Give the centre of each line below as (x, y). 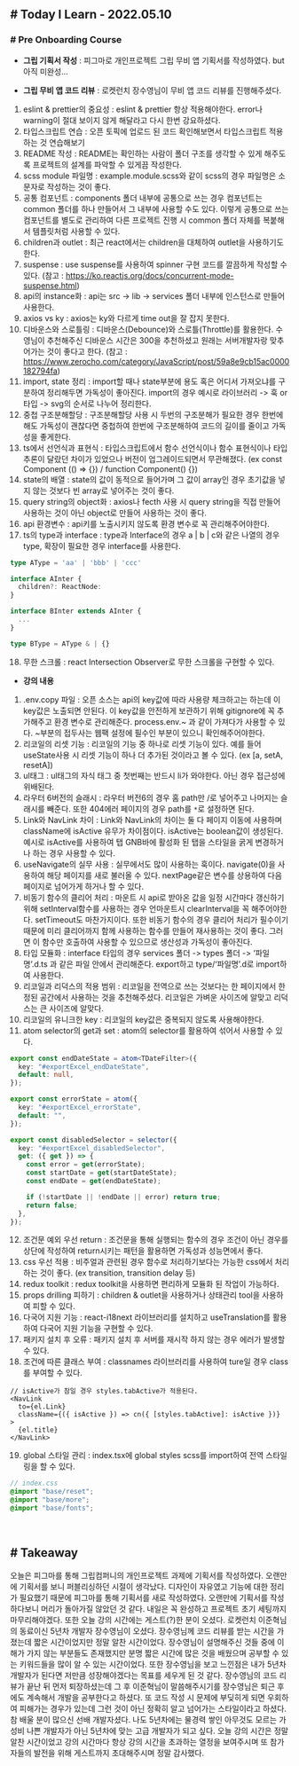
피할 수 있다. (54, 1307)
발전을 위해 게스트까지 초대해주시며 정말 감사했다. (119, 1753)
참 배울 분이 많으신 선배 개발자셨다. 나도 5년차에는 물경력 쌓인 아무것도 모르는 (144, 1719)
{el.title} (38, 1430)
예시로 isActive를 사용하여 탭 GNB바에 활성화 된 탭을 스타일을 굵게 (138, 842)
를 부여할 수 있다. (52, 1373)
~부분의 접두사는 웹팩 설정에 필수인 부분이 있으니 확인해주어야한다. (150, 733)
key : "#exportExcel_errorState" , (80, 1108)
